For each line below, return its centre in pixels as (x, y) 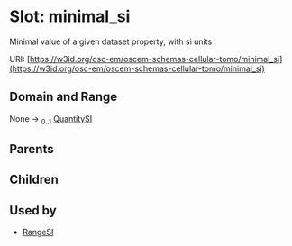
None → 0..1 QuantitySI (51, 119)
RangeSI (38, 232)
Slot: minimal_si (70, 17)
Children (34, 180)
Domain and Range (64, 97)
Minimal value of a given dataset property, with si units (111, 41)
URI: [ (20, 59)
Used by (33, 210)
